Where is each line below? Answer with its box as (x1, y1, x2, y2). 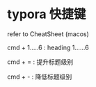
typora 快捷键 (7, 6, 86, 22)
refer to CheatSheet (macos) (7, 29, 89, 38)
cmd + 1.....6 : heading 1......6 (7, 43, 89, 52)
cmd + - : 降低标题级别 (7, 72, 72, 81)
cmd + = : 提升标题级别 (7, 57, 74, 66)
